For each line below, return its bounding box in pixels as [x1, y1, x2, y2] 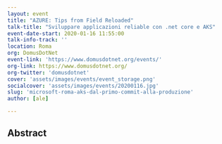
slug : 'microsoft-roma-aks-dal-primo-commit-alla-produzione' [7, 89, 194, 96]
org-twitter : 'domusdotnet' [7, 69, 90, 76]
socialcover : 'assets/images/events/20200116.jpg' [7, 82, 159, 89]
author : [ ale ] [7, 96, 49, 103]
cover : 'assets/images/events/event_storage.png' [7, 75, 156, 83]
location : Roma [7, 43, 52, 50]
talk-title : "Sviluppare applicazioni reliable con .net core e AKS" [7, 23, 216, 30]
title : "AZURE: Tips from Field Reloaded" [7, 17, 134, 24]
